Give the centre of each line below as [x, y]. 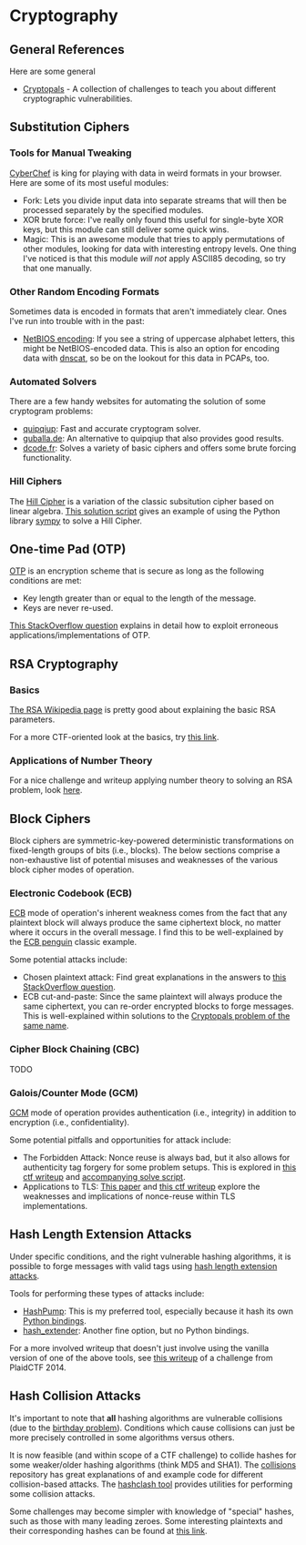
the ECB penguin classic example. [73, 942]
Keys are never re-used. [68, 608]
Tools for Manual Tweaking [71, 153]
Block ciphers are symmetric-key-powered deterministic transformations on [152, 841]
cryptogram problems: [51, 412]
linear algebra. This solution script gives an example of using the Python [145, 511]
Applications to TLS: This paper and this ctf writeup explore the [141, 1187]
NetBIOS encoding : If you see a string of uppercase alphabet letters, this [159, 339]
